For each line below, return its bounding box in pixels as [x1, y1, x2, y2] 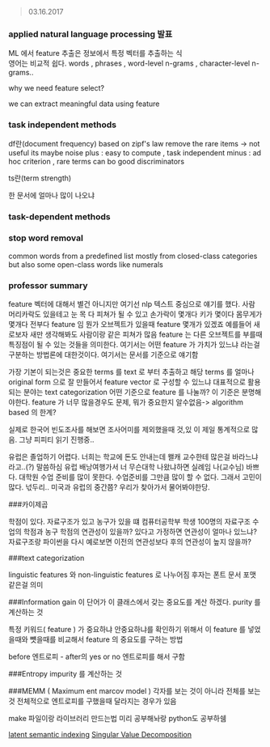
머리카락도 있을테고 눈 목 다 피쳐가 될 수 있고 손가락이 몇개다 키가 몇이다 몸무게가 [8, 309, 263, 319]
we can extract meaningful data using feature [8, 99, 160, 108]
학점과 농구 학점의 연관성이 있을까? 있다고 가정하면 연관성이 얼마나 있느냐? [23, 527, 257, 537]
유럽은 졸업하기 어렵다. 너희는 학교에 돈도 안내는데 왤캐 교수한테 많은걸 [8, 452, 230, 462]
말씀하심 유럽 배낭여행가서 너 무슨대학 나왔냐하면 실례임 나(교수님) [36, 462, 245, 472]
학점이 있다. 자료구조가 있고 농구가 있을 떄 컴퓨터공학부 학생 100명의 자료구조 [8, 517, 251, 527]
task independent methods [8, 119, 117, 130]
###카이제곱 [8, 499, 49, 509]
